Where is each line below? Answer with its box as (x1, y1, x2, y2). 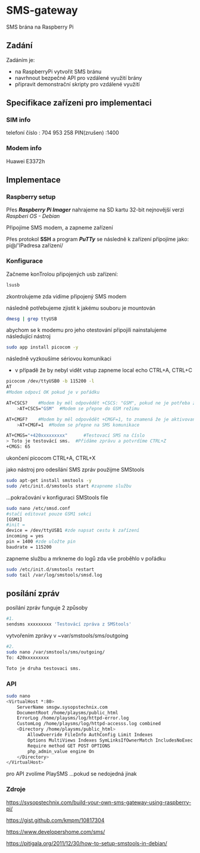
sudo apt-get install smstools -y (6, 478, 92, 484)
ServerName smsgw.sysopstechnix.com (17, 704, 108, 710)
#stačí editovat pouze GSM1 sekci (6, 510, 92, 517)
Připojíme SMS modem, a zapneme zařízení (6, 224, 113, 231)
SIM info (6, 116, 31, 124)
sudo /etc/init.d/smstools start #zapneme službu (6, 483, 132, 489)
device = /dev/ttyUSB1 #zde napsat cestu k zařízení (6, 528, 140, 534)
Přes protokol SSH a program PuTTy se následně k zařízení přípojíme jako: (6, 236, 189, 243)
